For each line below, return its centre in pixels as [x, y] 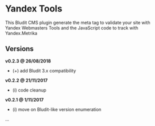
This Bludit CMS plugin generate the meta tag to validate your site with [78, 22]
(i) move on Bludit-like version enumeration [57, 109]
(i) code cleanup [29, 90]
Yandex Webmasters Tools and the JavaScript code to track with [72, 27]
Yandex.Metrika [21, 33]
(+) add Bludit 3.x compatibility [44, 70]
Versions [19, 49]
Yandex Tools [34, 9]
